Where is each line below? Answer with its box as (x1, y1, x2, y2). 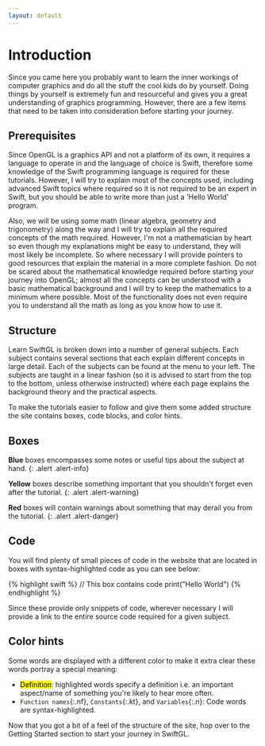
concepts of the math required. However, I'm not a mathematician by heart (8, 233, 252, 243)
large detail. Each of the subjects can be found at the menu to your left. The (8, 362, 255, 371)
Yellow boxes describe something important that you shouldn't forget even (8, 479, 253, 488)
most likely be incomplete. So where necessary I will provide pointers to (8, 250, 244, 259)
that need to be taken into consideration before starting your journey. (8, 106, 234, 115)
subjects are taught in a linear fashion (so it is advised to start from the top (8, 371, 252, 380)
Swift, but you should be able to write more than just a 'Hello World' (8, 192, 229, 202)
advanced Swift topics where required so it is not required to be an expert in (8, 184, 257, 193)
